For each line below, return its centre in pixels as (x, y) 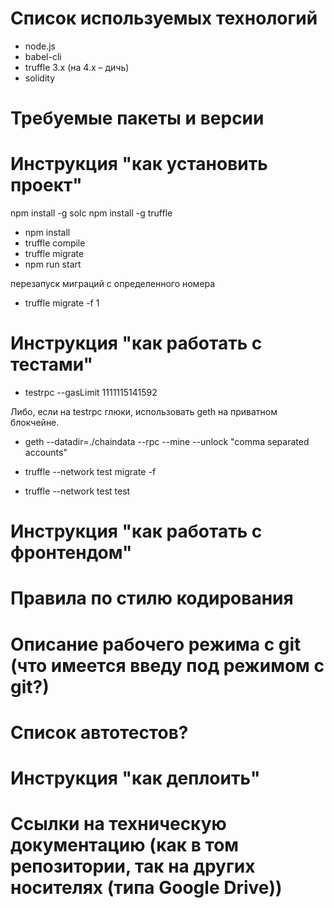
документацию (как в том (125, 845)
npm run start (53, 264)
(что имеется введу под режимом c (167, 665)
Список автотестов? (99, 732)
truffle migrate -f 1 (62, 303)
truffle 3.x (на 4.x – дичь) (77, 67)
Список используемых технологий (164, 18)
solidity (40, 78)
